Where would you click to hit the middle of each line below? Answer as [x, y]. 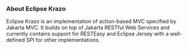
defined [16, 40]
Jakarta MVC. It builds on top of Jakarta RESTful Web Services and [88, 27]
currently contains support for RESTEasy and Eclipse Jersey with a [87, 34]
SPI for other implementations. [63, 40]
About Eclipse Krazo [36, 9]
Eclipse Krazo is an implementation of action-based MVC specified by [91, 22]
